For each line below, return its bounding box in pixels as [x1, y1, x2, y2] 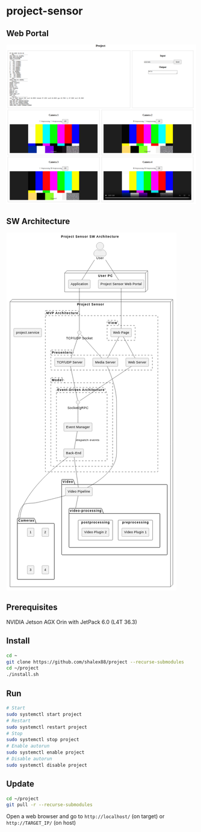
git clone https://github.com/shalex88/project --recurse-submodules [6, 658, 185, 665]
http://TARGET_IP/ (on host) [6, 819, 76, 827]
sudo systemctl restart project [6, 724, 87, 730]
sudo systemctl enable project [6, 749, 85, 755]
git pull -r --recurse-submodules [6, 802, 93, 808]
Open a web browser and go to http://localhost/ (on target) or [6, 813, 165, 820]
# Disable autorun [6, 756, 52, 762]
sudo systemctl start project [6, 711, 82, 718]
